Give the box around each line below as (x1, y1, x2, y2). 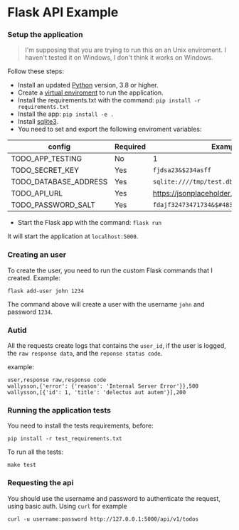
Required (115, 142, 146, 152)
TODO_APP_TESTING (11, 154, 83, 164)
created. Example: (7, 273, 60, 282)
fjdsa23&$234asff (152, 166, 211, 174)
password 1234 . (7, 307, 53, 316)
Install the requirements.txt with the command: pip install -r (17, 96, 201, 105)
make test (7, 462, 37, 469)
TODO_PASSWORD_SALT (11, 200, 96, 210)
